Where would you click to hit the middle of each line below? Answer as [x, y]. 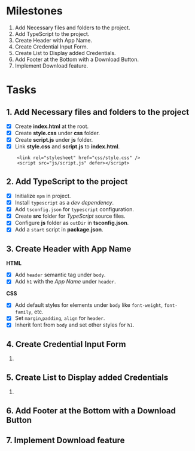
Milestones [34, 11]
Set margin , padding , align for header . [60, 318]
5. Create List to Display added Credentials [87, 377]
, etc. [37, 312]
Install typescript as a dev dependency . [64, 203]
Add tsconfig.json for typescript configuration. [74, 209]
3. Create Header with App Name [69, 249]
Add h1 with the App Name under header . [65, 282]
